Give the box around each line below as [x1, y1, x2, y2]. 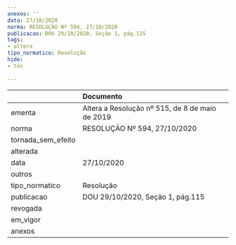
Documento [82, 91, 123, 101]
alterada [11, 146, 39, 156]
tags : [7, 37, 23, 44]
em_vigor [11, 215, 41, 225]
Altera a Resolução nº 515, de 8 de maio [82, 103, 216, 113]
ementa [11, 107, 37, 117]
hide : [7, 56, 23, 63]
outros [11, 169, 33, 179]
